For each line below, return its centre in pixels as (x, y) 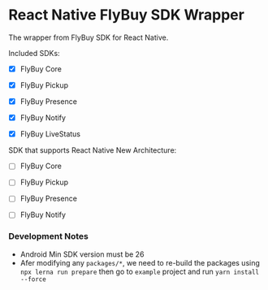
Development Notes (49, 236)
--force (33, 279)
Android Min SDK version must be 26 (82, 254)
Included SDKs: (34, 53)
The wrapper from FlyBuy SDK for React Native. (89, 37)
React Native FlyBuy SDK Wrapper (127, 15)
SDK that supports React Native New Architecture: (93, 150)
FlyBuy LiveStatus (50, 134)
